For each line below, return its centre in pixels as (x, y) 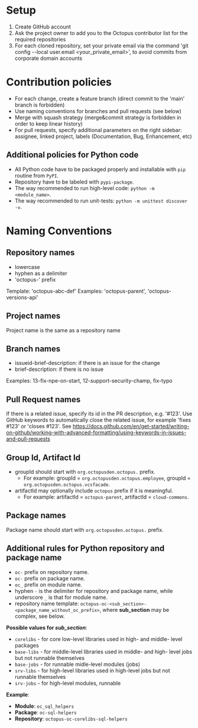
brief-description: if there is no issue (59, 369)
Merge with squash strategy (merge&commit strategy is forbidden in (98, 117)
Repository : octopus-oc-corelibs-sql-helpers (71, 719)
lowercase (27, 267)
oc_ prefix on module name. (48, 585)
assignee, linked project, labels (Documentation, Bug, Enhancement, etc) (103, 136)
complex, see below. (40, 616)
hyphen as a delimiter (41, 273)
